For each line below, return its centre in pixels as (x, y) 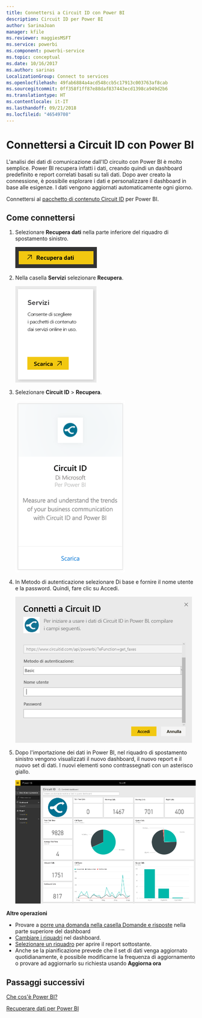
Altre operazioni (27, 913)
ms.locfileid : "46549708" (38, 114)
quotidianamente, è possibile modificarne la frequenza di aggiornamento (105, 957)
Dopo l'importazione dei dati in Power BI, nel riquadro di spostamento (101, 752)
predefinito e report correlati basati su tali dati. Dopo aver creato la (89, 174)
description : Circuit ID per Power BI (55, 19)
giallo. (22, 772)
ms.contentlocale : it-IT (37, 102)
